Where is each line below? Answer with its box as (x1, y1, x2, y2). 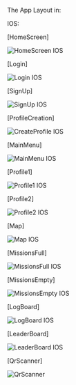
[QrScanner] (7, 356, 43, 365)
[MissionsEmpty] (7, 276, 55, 284)
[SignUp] (7, 87, 33, 95)
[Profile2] (7, 195, 35, 203)
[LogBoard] (7, 303, 40, 311)
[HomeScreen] (7, 33, 50, 41)
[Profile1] (7, 168, 32, 176)
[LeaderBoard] (7, 330, 49, 338)
